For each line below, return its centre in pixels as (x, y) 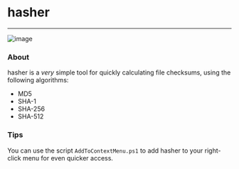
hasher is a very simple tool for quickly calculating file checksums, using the (119, 72)
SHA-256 (31, 109)
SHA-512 (31, 116)
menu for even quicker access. (68, 158)
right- (213, 151)
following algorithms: (38, 80)
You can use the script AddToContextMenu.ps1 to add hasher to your (105, 151)
